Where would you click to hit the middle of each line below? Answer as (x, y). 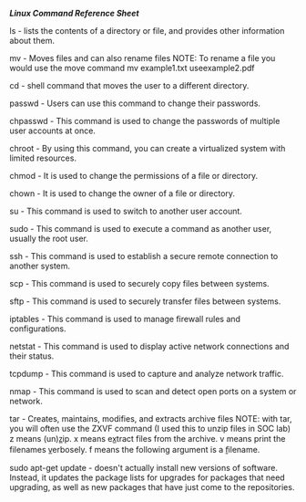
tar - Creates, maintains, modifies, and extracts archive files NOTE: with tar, (151, 418)
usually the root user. (49, 238)
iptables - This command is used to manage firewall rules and (125, 319)
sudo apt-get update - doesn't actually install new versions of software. (143, 468)
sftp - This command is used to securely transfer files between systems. (145, 301)
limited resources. (43, 158)
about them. (32, 41)
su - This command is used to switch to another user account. (126, 211)
